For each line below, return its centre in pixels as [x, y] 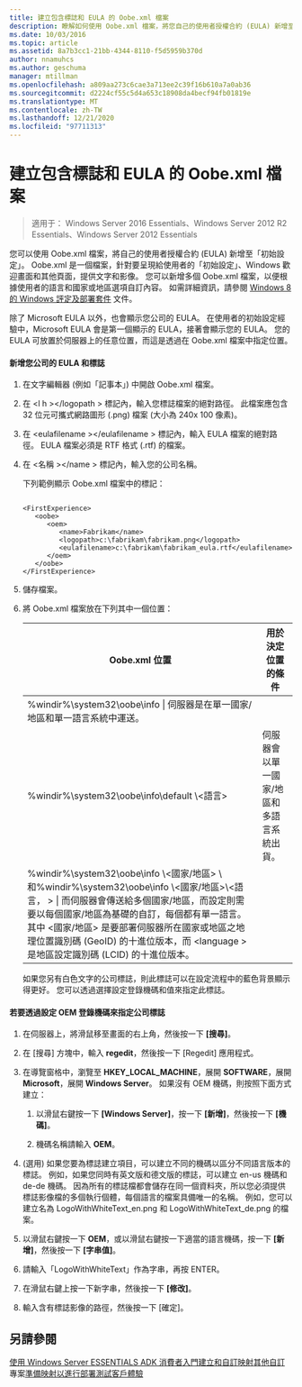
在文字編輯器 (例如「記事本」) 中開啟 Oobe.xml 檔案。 [120, 385]
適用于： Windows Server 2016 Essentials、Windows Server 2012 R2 [159, 223]
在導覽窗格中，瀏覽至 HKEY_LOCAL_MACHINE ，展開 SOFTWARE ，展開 [157, 1072]
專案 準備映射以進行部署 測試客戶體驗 [76, 1373]
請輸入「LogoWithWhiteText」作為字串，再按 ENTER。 [123, 1269]
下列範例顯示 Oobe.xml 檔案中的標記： [93, 484]
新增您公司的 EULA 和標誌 [57, 362]
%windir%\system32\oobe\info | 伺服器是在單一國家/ [139, 705]
